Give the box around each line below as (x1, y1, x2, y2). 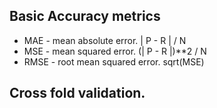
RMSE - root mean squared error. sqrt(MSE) (23, 55, 205, 68)
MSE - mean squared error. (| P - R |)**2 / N (23, 45, 207, 57)
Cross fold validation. (9, 85, 146, 102)
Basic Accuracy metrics (9, 8, 161, 25)
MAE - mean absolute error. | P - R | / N (23, 34, 187, 46)
